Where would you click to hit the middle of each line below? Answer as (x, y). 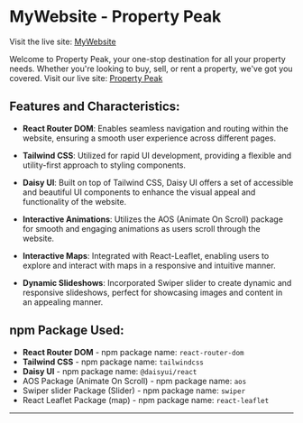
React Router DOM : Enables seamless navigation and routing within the (155, 128)
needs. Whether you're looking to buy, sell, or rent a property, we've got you (151, 69)
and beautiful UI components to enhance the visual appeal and (139, 192)
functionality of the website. (74, 201)
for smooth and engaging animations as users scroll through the (141, 228)
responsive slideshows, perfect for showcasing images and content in (152, 292)
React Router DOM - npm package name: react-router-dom (133, 352)
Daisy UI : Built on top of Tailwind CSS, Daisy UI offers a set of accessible (158, 182)
